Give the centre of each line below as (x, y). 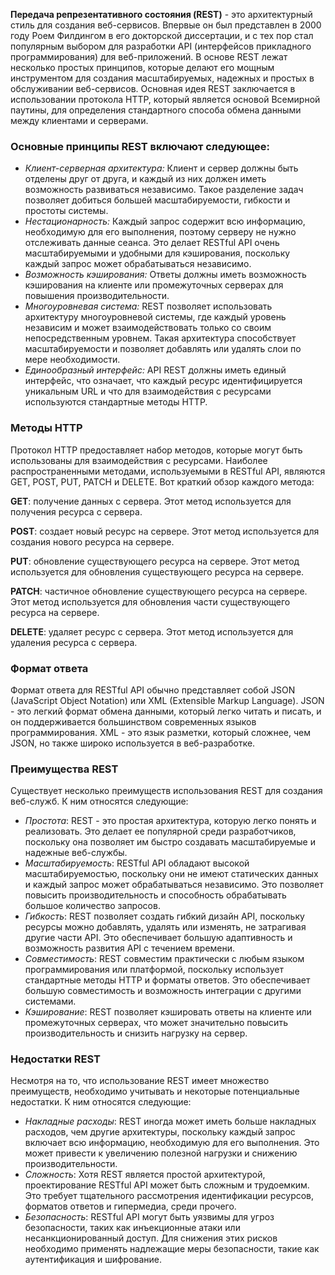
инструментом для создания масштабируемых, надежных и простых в (162, 78)
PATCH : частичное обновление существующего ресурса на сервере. (159, 591)
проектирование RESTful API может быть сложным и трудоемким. (167, 1185)
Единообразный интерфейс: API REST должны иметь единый (155, 370)
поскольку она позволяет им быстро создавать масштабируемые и (170, 842)
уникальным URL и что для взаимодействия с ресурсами (148, 391)
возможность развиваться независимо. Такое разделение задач (164, 190)
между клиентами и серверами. (79, 120)
